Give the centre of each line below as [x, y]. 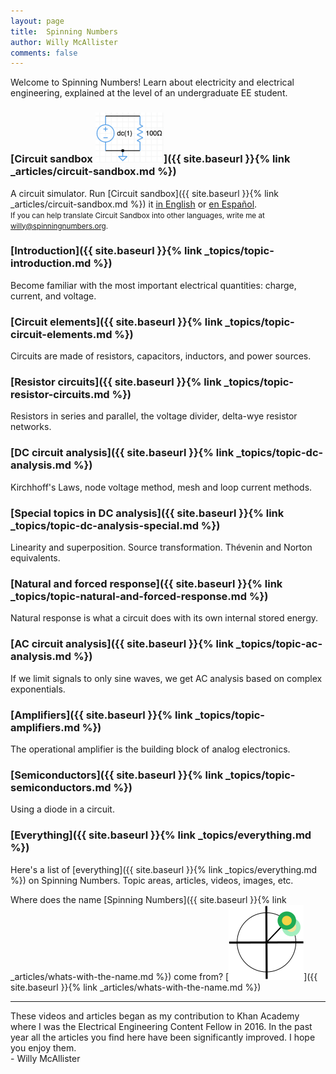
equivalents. [35, 558]
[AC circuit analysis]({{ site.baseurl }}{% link [122, 644]
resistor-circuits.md [60, 395]
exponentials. [38, 689]
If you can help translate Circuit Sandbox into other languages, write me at [137, 215]
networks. [31, 427]
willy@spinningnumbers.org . [59, 226]
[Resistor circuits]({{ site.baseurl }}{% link [116, 382]
